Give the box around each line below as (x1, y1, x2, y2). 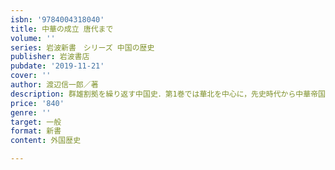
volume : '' (10, 33, 56, 43)
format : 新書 (10, 126, 62, 136)
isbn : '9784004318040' (10, 14, 105, 25)
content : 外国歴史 (10, 136, 82, 146)
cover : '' (10, 71, 52, 81)
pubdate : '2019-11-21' (10, 61, 105, 71)
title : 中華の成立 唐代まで (10, 24, 114, 34)
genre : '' (10, 107, 52, 118)
